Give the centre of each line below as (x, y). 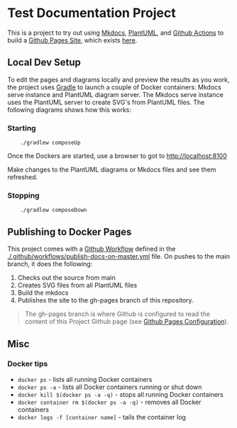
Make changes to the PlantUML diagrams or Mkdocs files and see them (112, 170)
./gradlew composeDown (54, 210)
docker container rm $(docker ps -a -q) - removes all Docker (109, 402)
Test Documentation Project (92, 13)
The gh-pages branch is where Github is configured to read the (117, 314)
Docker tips (28, 364)
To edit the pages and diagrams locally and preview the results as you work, (118, 79)
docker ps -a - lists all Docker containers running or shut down (110, 387)
